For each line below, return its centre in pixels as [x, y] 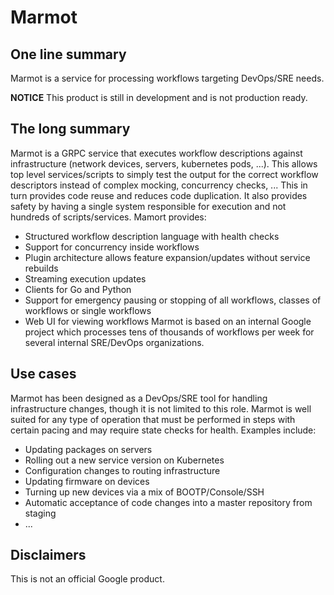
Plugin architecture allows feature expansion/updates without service [167, 257]
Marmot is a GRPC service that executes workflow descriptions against [156, 153]
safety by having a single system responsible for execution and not [148, 206]
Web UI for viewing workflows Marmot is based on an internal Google [168, 321]
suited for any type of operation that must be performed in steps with [153, 419]
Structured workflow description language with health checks [152, 236]
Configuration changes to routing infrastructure [122, 470]
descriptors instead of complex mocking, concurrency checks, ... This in [159, 185]
